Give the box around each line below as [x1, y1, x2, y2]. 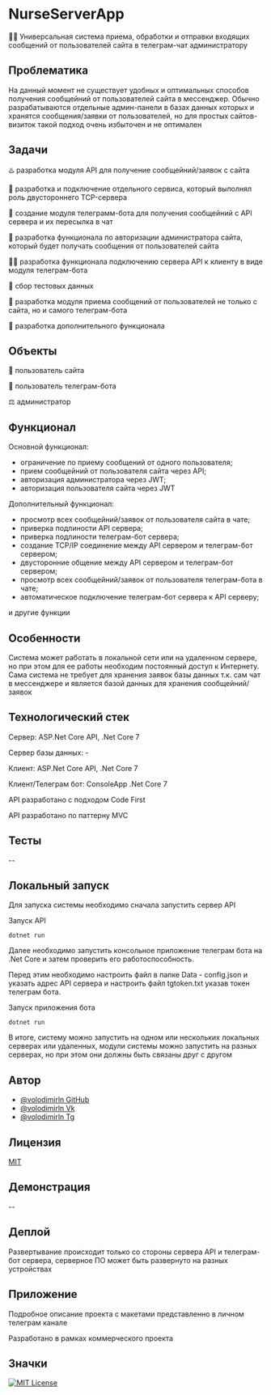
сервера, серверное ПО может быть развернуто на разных [22, 1255, 228, 1265]
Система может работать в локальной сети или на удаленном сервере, [8, 653, 257, 662]
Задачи [8, 143, 49, 157]
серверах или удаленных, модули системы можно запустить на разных [8, 1041, 257, 1051]
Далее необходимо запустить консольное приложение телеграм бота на [8, 946, 263, 956]
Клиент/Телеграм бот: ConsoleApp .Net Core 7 [8, 778, 167, 789]
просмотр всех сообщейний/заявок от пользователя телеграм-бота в [19, 575, 263, 585]
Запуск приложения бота [8, 1003, 95, 1012]
